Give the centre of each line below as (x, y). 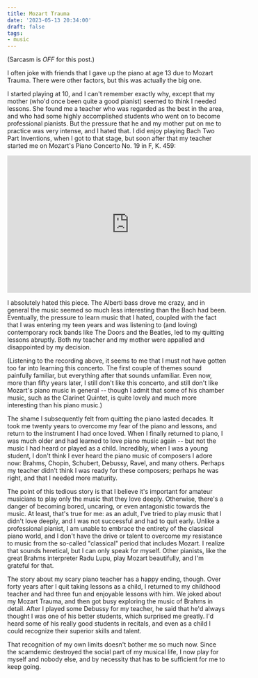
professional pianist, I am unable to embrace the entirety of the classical (111, 529)
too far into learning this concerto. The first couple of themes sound (104, 368)
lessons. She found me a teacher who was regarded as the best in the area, (115, 109)
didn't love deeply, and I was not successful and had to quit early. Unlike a (114, 521)
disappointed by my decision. (49, 347)
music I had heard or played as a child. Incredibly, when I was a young (108, 449)
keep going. (24, 667)
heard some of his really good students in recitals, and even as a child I (109, 624)
